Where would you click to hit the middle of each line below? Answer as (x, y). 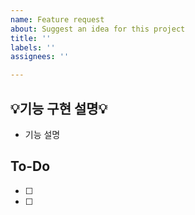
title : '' (31, 38)
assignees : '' (40, 57)
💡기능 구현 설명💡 (59, 108)
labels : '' (33, 47)
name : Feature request (57, 19)
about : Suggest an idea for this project (98, 29)
